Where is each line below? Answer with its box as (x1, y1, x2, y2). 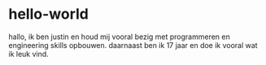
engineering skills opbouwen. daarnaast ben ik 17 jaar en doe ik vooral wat (8, 40, 258, 50)
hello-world (8, 5, 89, 24)
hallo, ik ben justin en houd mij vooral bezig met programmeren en (8, 32, 230, 41)
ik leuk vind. (8, 49, 49, 58)
